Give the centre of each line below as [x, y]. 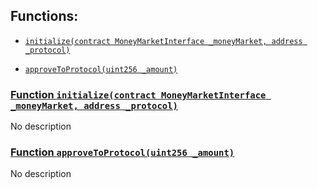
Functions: [44, 16]
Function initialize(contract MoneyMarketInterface [138, 94]
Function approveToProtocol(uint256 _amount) [122, 152]
